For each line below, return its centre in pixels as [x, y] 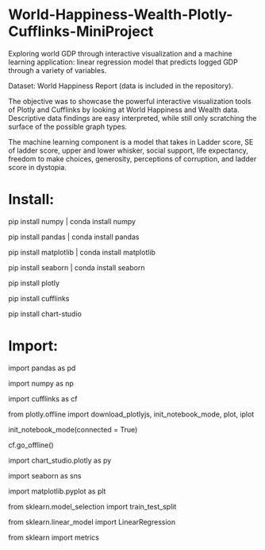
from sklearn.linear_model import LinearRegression [92, 521]
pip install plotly [34, 283]
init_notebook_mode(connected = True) [73, 429]
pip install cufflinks [39, 298]
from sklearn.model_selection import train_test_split [92, 506]
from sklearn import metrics [54, 537]
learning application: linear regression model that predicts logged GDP [123, 62]
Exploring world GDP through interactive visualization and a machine [120, 53]
